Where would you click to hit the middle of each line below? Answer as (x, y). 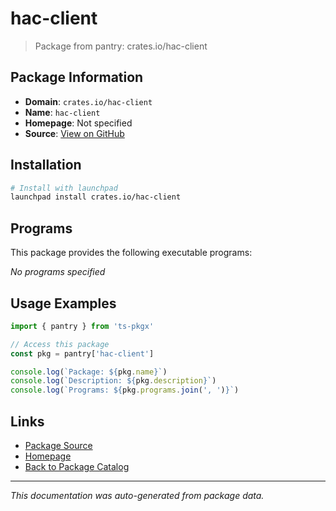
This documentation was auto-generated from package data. (137, 495)
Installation (46, 165)
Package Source (58, 445)
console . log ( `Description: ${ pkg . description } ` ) (113, 381)
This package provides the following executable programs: (131, 253)
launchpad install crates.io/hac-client (96, 197)
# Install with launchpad (64, 188)
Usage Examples (63, 303)
